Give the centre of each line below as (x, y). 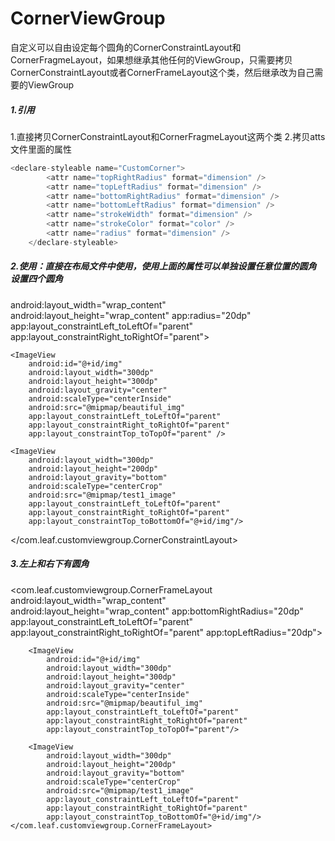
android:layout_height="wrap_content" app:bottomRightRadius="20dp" (157, 611)
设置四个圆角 (36, 279)
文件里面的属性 (41, 149)
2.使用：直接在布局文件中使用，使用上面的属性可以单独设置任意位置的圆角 (163, 266)
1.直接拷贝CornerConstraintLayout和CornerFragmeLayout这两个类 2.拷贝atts (168, 136)
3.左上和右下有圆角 (50, 564)
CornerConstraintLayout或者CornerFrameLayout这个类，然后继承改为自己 (162, 72)
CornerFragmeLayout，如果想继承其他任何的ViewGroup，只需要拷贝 (151, 59)
